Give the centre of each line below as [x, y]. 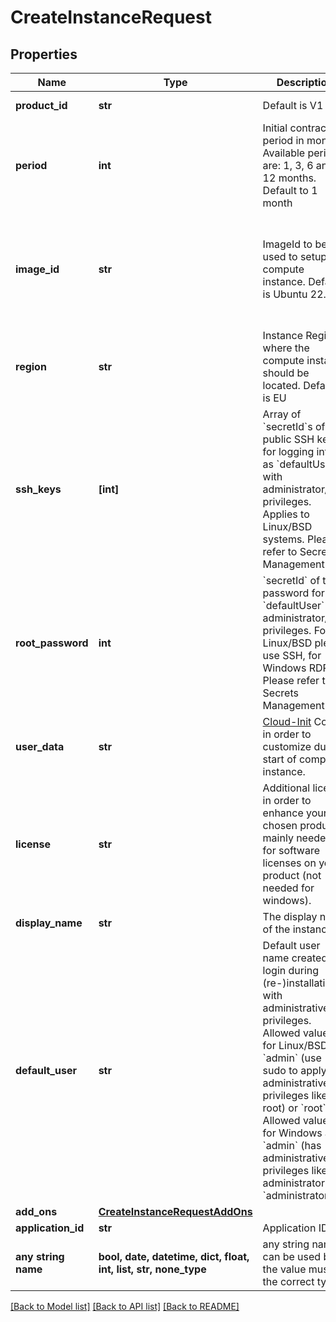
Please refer [291, 680]
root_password [52, 643]
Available [284, 153]
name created [295, 958]
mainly [278, 838]
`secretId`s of [294, 426]
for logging [288, 451]
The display [290, 916]
